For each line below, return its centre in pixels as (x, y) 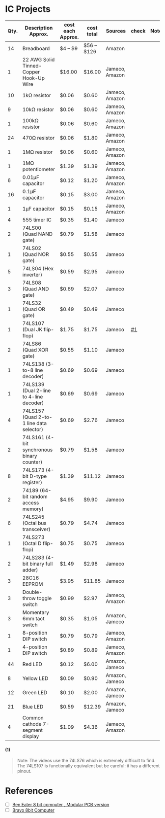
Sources (116, 31)
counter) (32, 462)
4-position (35, 647)
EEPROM (33, 584)
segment (33, 730)
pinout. (24, 771)
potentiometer (39, 169)
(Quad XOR (35, 350)
